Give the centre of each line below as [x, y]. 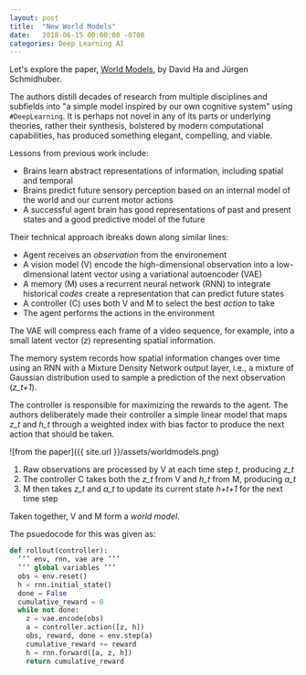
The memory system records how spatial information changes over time [145, 358]
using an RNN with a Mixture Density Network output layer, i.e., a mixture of [152, 368]
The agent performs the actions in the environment [118, 313]
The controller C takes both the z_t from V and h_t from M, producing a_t [159, 480]
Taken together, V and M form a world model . [95, 516]
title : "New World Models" [63, 26]
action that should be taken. [62, 434]
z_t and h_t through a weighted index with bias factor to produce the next [147, 425]
